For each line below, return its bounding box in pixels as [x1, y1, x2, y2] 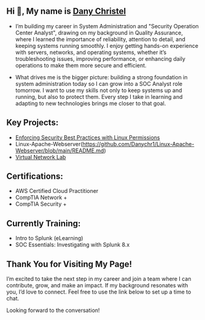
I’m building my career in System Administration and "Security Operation [15, 22, 199, 29]
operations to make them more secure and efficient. [15, 61, 147, 69]
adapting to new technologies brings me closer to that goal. [15, 100, 166, 107]
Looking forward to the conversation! [6, 306, 100, 314]
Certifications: [6, 171, 63, 182]
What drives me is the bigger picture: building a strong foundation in [15, 73, 188, 80]
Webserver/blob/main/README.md [15, 147, 104, 154]
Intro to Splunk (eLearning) [15, 235, 83, 242]
